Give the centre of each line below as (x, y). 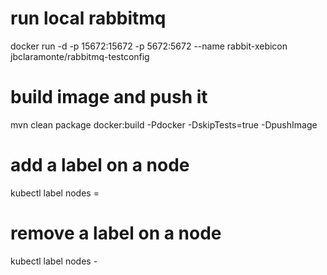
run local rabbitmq (88, 18)
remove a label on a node (116, 233)
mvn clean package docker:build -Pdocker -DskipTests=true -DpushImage (164, 124)
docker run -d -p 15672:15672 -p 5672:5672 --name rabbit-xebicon (149, 46)
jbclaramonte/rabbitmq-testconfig (80, 56)
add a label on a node (100, 165)
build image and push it (109, 97)
